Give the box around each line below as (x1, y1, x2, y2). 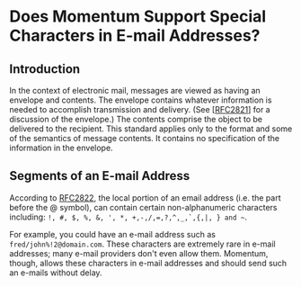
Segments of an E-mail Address (9, 168, 190, 184)
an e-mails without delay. (9, 267, 102, 278)
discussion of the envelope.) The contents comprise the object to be (9, 114, 263, 124)
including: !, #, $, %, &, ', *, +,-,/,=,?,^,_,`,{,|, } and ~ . (9, 211, 247, 222)
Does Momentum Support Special (9, 6, 267, 27)
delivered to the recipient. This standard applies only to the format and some (9, 123, 293, 134)
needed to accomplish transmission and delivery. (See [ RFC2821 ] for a (9, 104, 271, 114)
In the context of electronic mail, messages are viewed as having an (9, 85, 261, 95)
